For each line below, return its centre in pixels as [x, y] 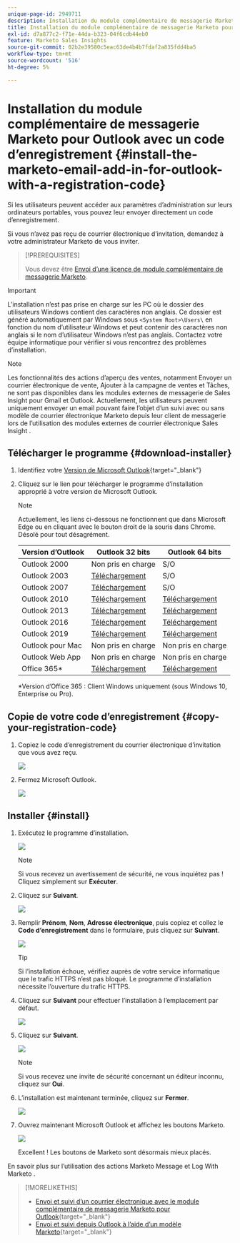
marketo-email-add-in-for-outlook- [115, 169]
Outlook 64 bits [195, 553]
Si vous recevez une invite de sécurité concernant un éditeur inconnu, [121, 1076]
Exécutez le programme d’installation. [73, 833]
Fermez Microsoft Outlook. [57, 780]
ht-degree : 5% [29, 67]
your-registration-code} [62, 727]
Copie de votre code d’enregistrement [94, 717]
